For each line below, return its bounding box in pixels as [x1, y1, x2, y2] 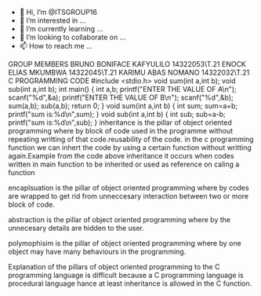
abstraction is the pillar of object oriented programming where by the [8, 215, 231, 224]
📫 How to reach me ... [19, 42, 92, 50]
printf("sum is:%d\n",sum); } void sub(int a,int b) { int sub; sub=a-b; [8, 110, 226, 119]
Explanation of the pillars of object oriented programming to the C [8, 262, 220, 271]
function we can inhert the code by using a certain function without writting [8, 143, 252, 152]
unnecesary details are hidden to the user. [8, 224, 145, 232]
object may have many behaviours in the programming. [8, 247, 187, 256]
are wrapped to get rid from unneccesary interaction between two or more [8, 192, 249, 200]
